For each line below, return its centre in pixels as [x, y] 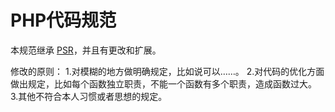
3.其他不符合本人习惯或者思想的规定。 [89, 96]
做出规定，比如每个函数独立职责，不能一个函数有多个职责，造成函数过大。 [163, 83]
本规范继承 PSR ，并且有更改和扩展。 [86, 50]
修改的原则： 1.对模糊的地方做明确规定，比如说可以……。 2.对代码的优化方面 [167, 71]
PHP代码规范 [63, 20]
